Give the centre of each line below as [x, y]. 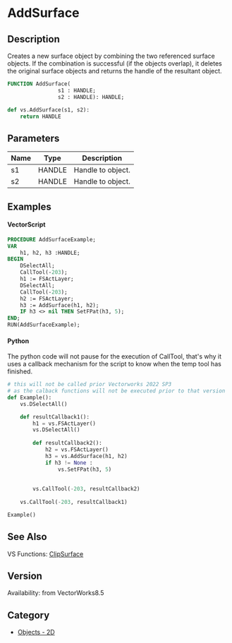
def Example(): [30, 397]
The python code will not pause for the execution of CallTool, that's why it [115, 356]
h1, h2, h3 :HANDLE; [50, 253]
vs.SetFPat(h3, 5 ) [85, 469]
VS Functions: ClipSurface [45, 554]
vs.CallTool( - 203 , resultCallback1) [74, 503]
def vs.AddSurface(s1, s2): [49, 110]
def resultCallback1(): [55, 417]
